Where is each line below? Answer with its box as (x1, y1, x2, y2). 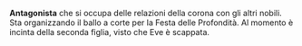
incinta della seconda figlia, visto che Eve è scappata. (9, 27, 210, 37)
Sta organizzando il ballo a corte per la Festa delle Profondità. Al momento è (9, 17, 294, 28)
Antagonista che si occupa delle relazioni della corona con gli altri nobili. (9, 8, 283, 18)
